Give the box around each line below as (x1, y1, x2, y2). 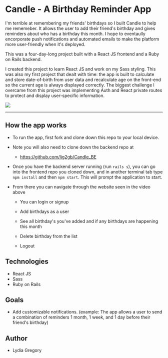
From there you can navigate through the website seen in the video (12, 183, 151, 189)
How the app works (5, 121, 67, 129)
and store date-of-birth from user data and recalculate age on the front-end (5, 76, 161, 82)
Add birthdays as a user (19, 208, 69, 214)
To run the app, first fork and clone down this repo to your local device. (12, 134, 159, 140)
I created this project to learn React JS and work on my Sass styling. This (5, 66, 156, 72)
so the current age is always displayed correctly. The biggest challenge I (5, 81, 155, 88)
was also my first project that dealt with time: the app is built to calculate (5, 71, 154, 77)
